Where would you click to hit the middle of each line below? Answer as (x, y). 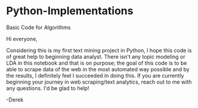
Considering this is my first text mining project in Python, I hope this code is (99, 50)
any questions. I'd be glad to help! (48, 88)
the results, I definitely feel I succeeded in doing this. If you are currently (95, 75)
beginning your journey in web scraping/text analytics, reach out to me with (99, 82)
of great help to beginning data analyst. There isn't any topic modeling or (96, 56)
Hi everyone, (22, 39)
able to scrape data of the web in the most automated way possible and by (98, 69)
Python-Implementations (70, 11)
